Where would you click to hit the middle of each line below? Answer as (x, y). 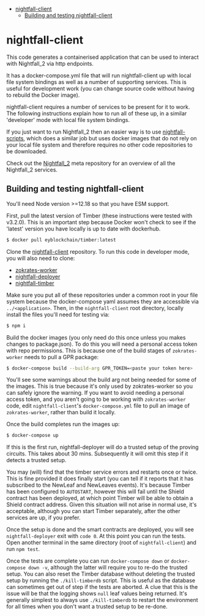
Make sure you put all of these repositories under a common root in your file (102, 295)
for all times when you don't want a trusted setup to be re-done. (87, 607)
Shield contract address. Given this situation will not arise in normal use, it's (102, 504)
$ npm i (16, 325)
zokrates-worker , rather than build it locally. (61, 413)
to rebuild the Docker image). (43, 95)
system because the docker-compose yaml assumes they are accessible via (102, 301)
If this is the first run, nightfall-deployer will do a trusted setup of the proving (102, 447)
